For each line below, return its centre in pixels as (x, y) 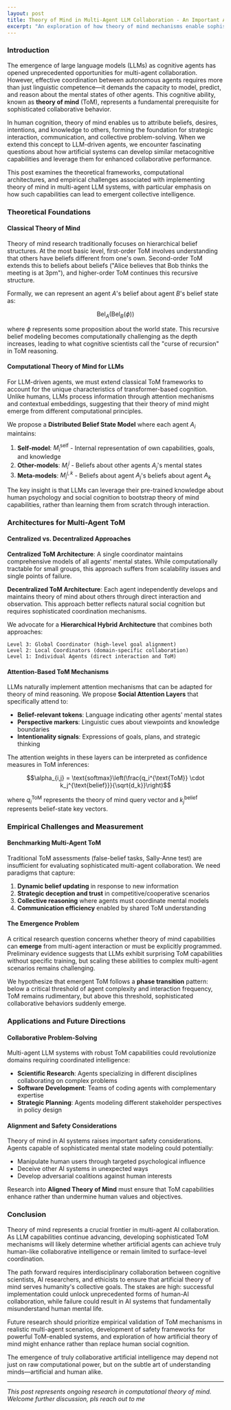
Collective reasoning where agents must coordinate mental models (113, 900)
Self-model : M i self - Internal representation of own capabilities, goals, (116, 448)
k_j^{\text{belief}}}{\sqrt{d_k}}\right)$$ (115, 785)
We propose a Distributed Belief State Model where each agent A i (101, 425)
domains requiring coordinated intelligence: (69, 1060)
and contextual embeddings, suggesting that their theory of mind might (108, 403)
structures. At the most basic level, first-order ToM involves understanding (112, 251)
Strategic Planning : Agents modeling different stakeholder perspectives (119, 1103)
